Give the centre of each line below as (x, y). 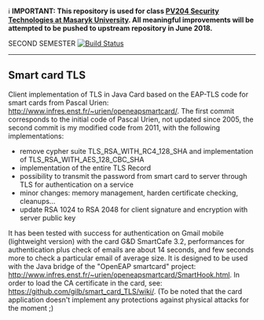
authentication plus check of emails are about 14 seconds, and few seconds (131, 249)
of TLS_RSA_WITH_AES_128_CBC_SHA (82, 159)
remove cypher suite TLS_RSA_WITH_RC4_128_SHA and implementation (136, 151)
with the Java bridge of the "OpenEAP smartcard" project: (102, 266)
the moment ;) (31, 307)
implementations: (36, 136)
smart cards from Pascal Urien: (59, 102)
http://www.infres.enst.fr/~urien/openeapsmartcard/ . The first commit (121, 111)
